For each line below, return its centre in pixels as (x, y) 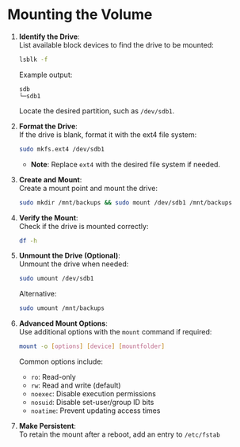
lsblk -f (33, 59)
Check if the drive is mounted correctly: (84, 226)
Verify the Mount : (48, 218)
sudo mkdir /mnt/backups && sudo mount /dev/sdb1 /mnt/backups (126, 202)
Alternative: (38, 294)
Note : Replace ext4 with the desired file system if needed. (126, 164)
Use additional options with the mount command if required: (115, 332)
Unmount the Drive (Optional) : (69, 256)
